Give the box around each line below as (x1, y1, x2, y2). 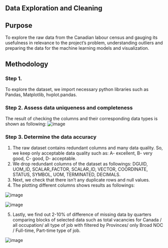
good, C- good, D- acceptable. (12, 155, 76, 161)
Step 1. (5, 75, 22, 82)
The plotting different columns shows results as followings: (12, 182, 135, 188)
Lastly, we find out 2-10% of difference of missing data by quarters (12, 211, 152, 218)
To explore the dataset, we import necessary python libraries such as (5, 86, 149, 92)
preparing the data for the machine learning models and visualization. (5, 45, 149, 51)
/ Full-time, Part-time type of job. (12, 227, 81, 233)
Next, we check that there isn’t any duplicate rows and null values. (12, 177, 150, 183)
